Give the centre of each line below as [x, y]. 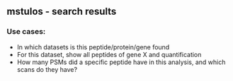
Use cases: [26, 32]
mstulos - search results [62, 12]
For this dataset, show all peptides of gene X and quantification [109, 54]
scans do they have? [47, 69]
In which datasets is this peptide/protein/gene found [93, 47]
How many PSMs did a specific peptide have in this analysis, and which [121, 62]
